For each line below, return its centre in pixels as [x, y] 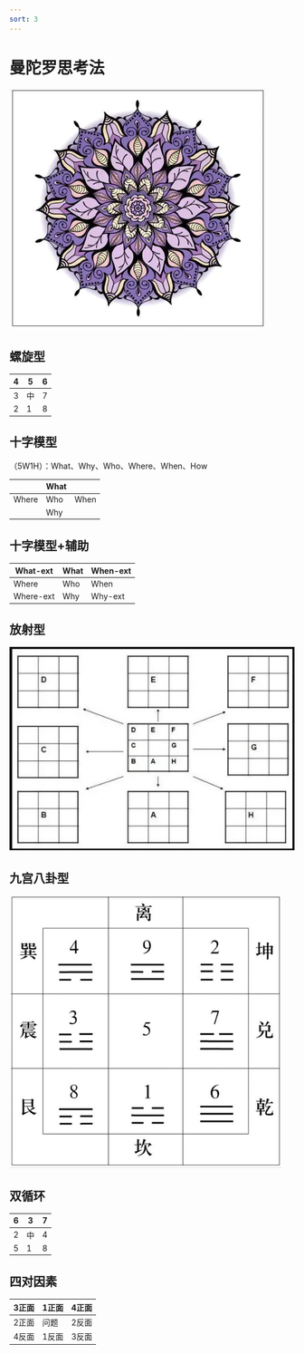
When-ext [111, 570]
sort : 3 [24, 19]
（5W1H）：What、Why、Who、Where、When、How [109, 466]
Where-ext [34, 596]
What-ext [34, 570]
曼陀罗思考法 [57, 68]
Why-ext [108, 596]
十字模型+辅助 [49, 545]
